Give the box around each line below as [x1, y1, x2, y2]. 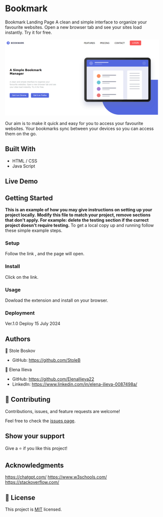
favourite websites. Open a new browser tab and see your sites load [5, 24, 142, 30]
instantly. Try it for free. [5, 29, 52, 35]
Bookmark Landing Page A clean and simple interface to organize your [5, 19, 147, 25]
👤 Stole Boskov [5, 348, 36, 353]
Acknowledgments [5, 461, 64, 469]
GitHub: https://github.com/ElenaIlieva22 [12, 376, 94, 382]
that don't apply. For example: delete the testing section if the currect [5, 217, 149, 223]
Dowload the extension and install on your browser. [5, 297, 108, 303]
